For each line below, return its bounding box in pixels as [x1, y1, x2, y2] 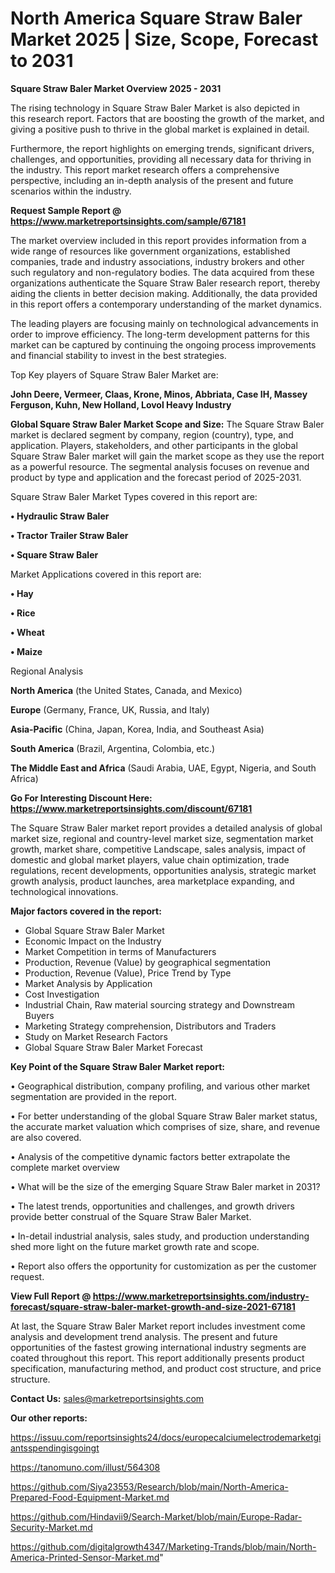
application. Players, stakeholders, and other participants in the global [10, 439, 298, 451]
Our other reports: [10, 1412, 88, 1424]
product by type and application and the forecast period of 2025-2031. [10, 471, 302, 483]
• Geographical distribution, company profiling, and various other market [10, 1080, 311, 1092]
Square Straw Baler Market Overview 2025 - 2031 [10, 82, 222, 94]
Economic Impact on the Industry [24, 935, 162, 947]
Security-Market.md [10, 1521, 93, 1533]
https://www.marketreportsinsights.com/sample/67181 [10, 215, 247, 227]
